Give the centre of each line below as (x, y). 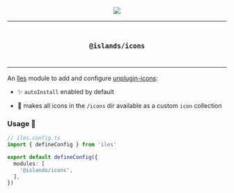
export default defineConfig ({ (53, 157)
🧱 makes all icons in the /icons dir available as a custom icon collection (119, 105)
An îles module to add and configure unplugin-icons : (83, 78)
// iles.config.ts (34, 138)
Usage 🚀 (22, 123)
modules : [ (29, 164)
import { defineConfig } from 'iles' (62, 145)
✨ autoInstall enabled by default (65, 91)
